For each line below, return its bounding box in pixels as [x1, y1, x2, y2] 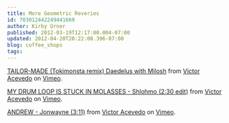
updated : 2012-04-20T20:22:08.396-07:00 [7, 36, 125, 42]
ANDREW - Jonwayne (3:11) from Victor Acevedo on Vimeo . [7, 107, 176, 116]
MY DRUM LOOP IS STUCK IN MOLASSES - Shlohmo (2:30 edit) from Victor [7, 87, 222, 96]
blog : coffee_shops [7, 42, 63, 49]
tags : [7, 49, 23, 55]
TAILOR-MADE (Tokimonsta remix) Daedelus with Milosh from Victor [7, 66, 200, 75]
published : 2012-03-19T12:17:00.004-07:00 [7, 29, 130, 36]
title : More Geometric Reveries [7, 10, 99, 17]
